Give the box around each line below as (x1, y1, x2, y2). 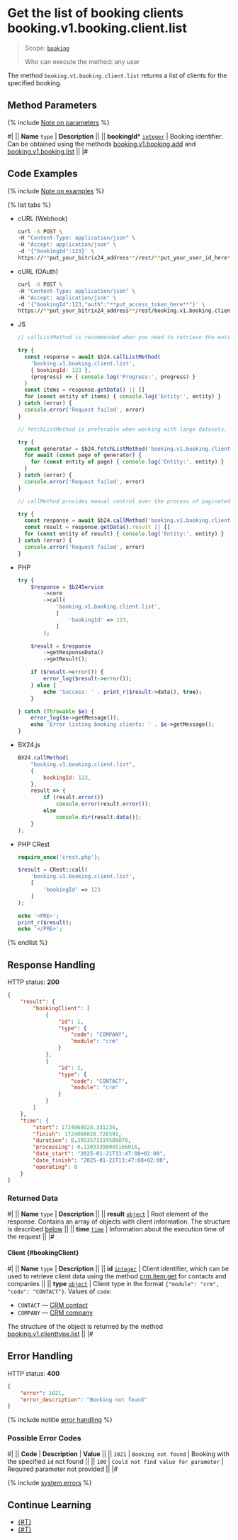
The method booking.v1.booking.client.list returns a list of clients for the (7, 71, 227, 80)
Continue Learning (7, 1499, 92, 1511)
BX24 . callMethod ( (17, 754, 69, 761)
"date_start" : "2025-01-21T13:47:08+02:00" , (33, 1150, 166, 1157)
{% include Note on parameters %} (7, 118, 110, 127)
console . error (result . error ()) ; (55, 801, 152, 808)
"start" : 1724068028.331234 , (33, 1123, 119, 1131)
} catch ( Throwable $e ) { (17, 707, 94, 715)
